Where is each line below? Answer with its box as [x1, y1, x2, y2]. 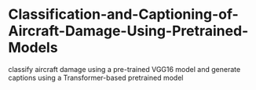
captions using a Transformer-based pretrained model [8, 73, 184, 82]
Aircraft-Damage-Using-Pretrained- [8, 22, 249, 40]
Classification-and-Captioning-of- [8, 5, 240, 23]
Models [8, 39, 58, 56]
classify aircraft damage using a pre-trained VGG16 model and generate [8, 64, 241, 74]
